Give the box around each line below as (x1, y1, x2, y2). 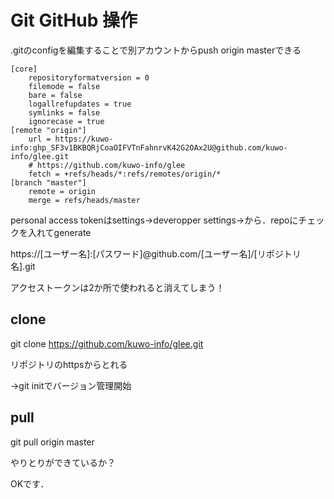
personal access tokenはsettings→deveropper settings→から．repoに (10, 214, 299, 226)
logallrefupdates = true (28, 99, 132, 109)
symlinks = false (28, 107, 101, 118)
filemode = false (28, 81, 101, 91)
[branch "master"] (10, 177, 87, 188)
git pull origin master (10, 436, 95, 448)
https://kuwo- (54, 134, 114, 144)
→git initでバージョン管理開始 (10, 379, 132, 391)
